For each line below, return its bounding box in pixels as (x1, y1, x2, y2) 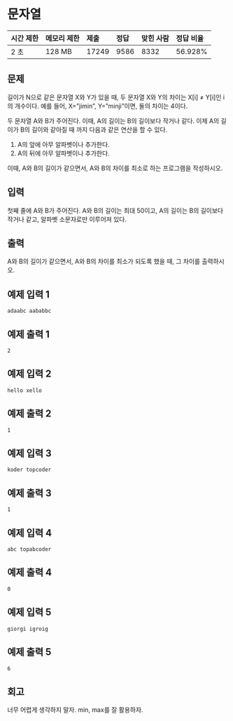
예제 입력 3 (7, 447, 52, 459)
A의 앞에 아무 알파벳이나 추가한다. (17, 140, 110, 148)
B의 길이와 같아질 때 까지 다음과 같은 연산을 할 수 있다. (20, 125, 168, 134)
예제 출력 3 (7, 487, 52, 499)
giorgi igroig (7, 625, 49, 632)
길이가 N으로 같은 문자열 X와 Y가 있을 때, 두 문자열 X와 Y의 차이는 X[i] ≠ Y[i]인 (7, 92, 222, 101)
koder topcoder (7, 466, 52, 473)
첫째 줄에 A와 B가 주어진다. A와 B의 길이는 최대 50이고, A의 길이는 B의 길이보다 (7, 206, 224, 214)
